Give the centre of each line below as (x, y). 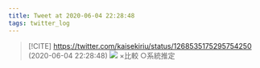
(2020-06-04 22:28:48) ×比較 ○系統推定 (101, 55)
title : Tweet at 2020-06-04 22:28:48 (72, 16)
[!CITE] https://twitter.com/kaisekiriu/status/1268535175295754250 (140, 46)
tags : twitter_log (39, 23)
